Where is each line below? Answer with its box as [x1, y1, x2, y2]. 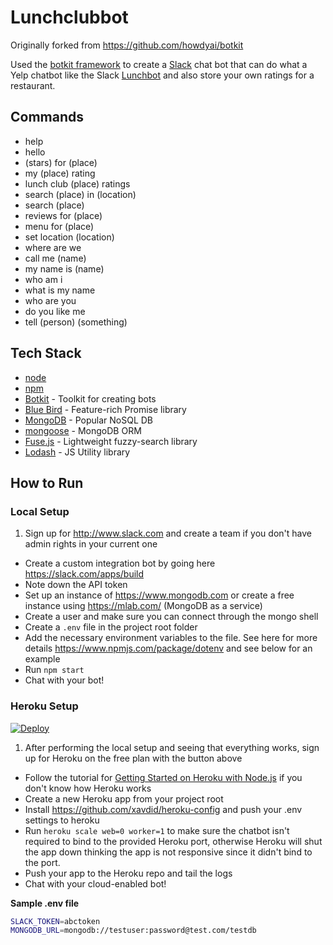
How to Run [10, 474, 84, 491]
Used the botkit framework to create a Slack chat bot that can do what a [10, 58, 308, 70]
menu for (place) [24, 220, 95, 232]
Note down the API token [24, 579, 128, 591]
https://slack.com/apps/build [24, 568, 145, 580]
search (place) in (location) [24, 188, 137, 200]
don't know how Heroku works [24, 782, 152, 794]
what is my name [24, 284, 96, 296]
